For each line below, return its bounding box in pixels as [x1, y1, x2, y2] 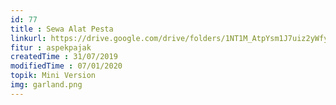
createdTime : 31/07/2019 [10, 52, 118, 62]
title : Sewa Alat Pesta [10, 24, 114, 34]
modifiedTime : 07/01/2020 [10, 61, 123, 71]
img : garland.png [10, 80, 83, 90]
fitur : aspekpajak [10, 42, 92, 53]
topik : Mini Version [10, 71, 97, 81]
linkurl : [10, 33, 47, 43]
